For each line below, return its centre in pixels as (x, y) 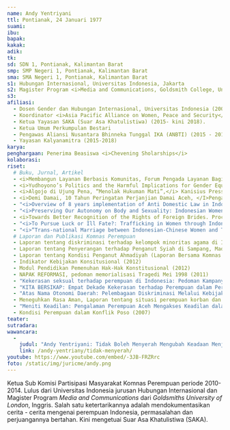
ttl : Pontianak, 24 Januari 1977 (55, 20)
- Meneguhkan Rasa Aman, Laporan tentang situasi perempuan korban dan (117, 300)
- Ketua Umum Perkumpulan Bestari (62, 128)
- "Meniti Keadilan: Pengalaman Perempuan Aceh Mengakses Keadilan (111, 306)
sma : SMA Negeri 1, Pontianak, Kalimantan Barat (77, 77)
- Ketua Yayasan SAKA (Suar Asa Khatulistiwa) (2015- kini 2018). (110, 122)
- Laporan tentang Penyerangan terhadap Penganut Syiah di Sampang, (113, 249)
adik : (15, 52)
